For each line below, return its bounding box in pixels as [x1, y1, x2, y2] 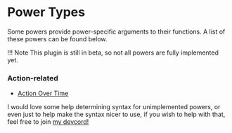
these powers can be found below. [7, 34, 108, 43]
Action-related [7, 73, 58, 83]
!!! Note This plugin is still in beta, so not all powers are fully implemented [7, 48, 219, 57]
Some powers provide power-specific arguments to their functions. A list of [7, 27, 226, 36]
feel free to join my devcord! [7, 118, 89, 126]
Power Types [7, 4, 86, 20]
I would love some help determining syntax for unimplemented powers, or [7, 103, 221, 111]
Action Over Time [17, 89, 69, 98]
